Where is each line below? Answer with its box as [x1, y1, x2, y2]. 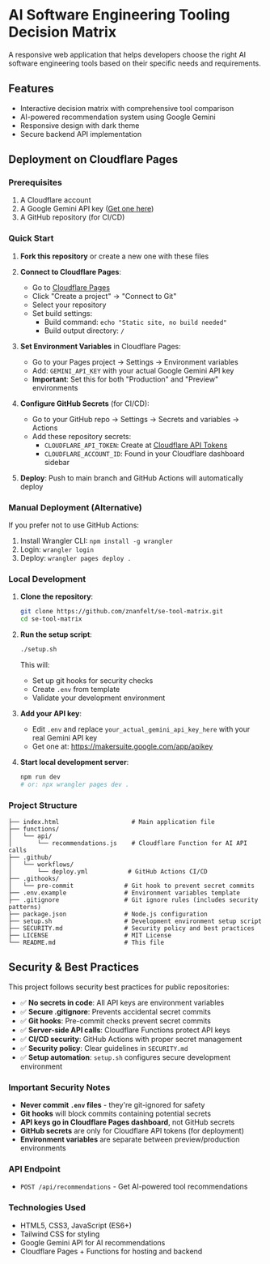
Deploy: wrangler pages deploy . [19, 553, 132, 563]
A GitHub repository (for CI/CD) [19, 212, 125, 222]
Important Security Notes [8, 1082, 111, 1093]
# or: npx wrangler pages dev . [19, 780, 129, 788]
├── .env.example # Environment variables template [8, 889, 241, 897]
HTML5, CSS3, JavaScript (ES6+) [19, 1220, 132, 1230]
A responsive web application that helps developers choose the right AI [8, 49, 247, 59]
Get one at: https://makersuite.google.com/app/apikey [32, 741, 213, 751]
